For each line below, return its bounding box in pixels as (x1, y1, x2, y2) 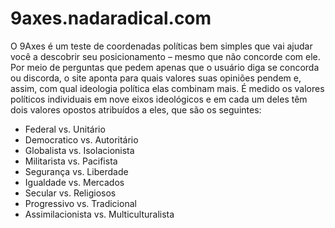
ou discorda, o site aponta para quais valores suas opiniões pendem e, (10, 72, 302, 84)
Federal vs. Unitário (24, 123, 106, 135)
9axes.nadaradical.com (10, 7, 212, 30)
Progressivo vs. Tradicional (24, 197, 137, 209)
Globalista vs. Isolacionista (24, 144, 135, 156)
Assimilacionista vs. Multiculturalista (24, 208, 175, 220)
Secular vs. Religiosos (24, 187, 117, 199)
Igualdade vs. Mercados (24, 176, 125, 188)
